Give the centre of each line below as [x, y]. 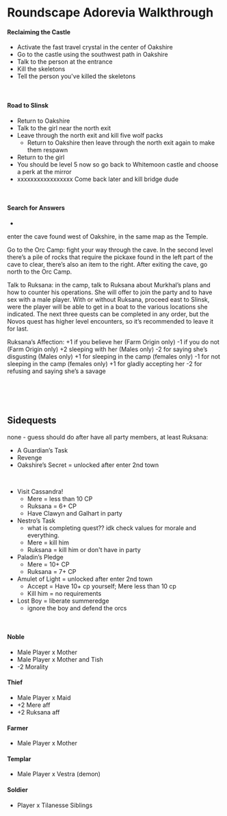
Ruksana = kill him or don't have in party [84, 549]
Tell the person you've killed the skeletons [76, 76]
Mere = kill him [48, 542]
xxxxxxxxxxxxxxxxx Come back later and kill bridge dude [98, 179]
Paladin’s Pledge [40, 557]
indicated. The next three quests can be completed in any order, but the [108, 314]
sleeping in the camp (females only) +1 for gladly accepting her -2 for [105, 363]
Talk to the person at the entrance [65, 62]
